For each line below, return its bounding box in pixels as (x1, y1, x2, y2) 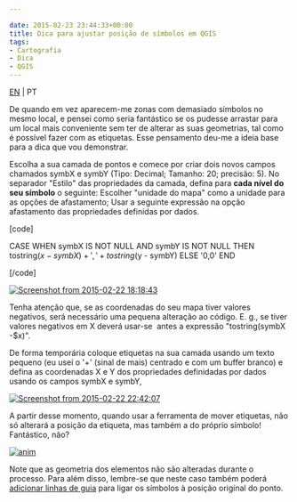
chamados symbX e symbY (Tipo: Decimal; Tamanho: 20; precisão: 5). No (9, 168, 280, 179)
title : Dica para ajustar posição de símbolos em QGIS (9, 28, 217, 38)
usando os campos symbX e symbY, (9, 376, 142, 386)
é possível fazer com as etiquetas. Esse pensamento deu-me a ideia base (9, 133, 279, 142)
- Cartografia (9, 45, 62, 54)
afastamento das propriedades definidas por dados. (9, 206, 200, 216)
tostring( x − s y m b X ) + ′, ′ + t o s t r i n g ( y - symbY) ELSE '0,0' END (9, 250, 236, 261)
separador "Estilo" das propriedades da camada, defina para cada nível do (9, 178, 285, 188)
